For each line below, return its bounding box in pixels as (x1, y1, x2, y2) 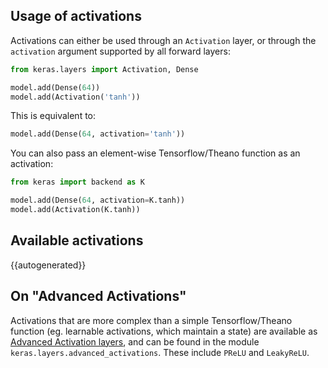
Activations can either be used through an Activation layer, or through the (10, 34, 317, 46)
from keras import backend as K (10, 177, 145, 188)
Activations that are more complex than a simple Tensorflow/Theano (10, 314, 293, 326)
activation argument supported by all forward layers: (10, 45, 231, 57)
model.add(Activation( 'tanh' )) (10, 92, 141, 102)
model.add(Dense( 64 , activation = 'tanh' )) (10, 129, 186, 139)
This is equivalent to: (10, 110, 97, 122)
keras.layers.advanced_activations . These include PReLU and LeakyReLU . (10, 346, 310, 358)
